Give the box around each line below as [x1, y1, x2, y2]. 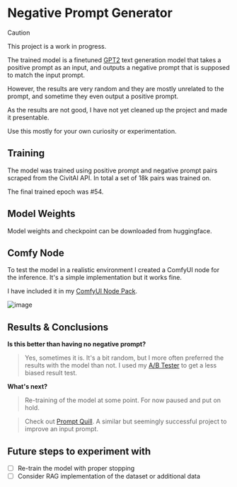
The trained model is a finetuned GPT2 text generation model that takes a [7, 55, 221, 64]
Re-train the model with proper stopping [17, 464, 135, 472]
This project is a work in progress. [7, 42, 107, 50]
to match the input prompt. [7, 71, 85, 79]
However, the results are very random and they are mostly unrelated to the [7, 84, 224, 93]
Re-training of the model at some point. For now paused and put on [24, 396, 221, 404]
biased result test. [24, 369, 78, 377]
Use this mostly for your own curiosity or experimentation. [7, 127, 177, 135]
